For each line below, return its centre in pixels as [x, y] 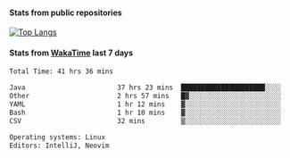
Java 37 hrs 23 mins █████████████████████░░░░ [145, 88]
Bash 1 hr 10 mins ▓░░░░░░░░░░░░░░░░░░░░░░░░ [145, 112]
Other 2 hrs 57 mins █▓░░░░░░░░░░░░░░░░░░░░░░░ [145, 96]
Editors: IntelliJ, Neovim [59, 146]
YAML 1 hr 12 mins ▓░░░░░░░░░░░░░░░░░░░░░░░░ [145, 104]
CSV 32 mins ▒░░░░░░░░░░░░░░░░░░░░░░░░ [145, 121]
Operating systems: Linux [57, 137]
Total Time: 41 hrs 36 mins [62, 71]
